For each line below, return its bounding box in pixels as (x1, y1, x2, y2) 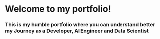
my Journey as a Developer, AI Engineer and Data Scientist (5, 27, 149, 34)
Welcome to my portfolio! (5, 3, 111, 15)
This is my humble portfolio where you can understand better (5, 21, 155, 28)
